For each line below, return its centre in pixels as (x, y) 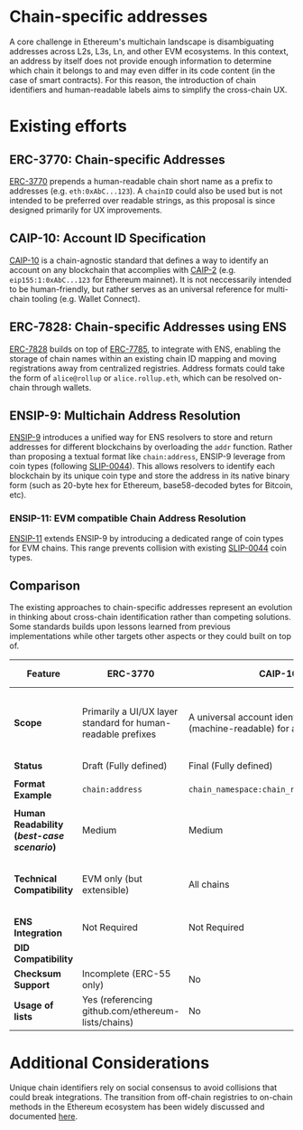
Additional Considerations (110, 1063)
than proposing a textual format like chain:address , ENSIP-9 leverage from (147, 457)
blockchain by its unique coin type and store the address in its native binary (150, 476)
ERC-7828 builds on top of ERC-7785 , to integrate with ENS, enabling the (145, 349)
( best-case (39, 836)
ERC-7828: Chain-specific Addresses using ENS (148, 327)
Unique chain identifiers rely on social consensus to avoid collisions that (143, 1088)
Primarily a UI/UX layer (130, 711)
